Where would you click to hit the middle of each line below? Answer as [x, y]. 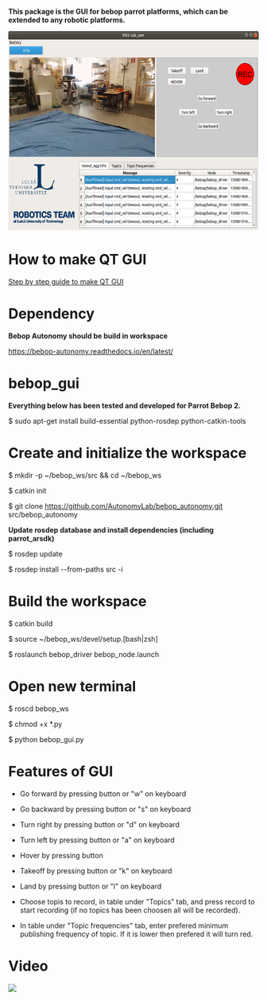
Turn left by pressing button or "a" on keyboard [97, 840]
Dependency [52, 314]
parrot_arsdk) [31, 538]
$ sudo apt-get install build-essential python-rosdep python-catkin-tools [127, 420]
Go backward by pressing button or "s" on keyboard [105, 809]
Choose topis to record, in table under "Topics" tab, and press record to [137, 901]
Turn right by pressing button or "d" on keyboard [100, 824]
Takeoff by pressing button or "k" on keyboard [96, 870]
